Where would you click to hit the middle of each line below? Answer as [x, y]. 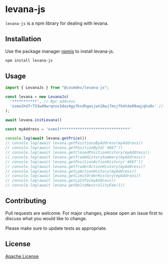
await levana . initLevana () [34, 120]
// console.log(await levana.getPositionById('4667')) [64, 148]
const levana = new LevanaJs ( [37, 97]
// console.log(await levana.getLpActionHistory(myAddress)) [71, 171]
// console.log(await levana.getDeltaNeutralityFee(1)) [65, 185]
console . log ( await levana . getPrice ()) [46, 139]
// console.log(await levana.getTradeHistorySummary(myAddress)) [75, 157]
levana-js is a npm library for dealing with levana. [57, 23]
